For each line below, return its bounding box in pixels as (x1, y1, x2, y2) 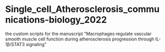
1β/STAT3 (5, 41, 25, 47)
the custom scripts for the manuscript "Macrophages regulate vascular (5, 30, 152, 36)
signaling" (26, 41, 47, 47)
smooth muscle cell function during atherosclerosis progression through (5, 36, 154, 42)
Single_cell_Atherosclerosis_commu (5, 3, 160, 15)
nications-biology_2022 (5, 14, 107, 25)
